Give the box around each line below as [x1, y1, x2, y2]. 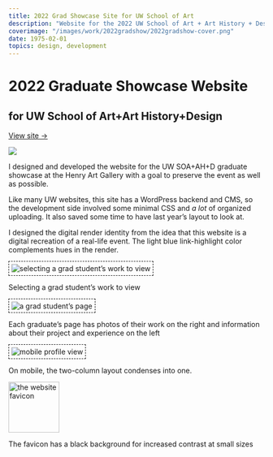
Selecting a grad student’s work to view [8, 282, 141, 292]
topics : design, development [8, 42, 107, 50]
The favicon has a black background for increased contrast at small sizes [8, 439, 253, 449]
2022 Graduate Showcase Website [8, 77, 249, 96]
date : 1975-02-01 [8, 34, 67, 43]
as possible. [8, 179, 49, 189]
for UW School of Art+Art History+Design [8, 109, 223, 123]
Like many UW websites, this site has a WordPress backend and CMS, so [8, 195, 253, 205]
